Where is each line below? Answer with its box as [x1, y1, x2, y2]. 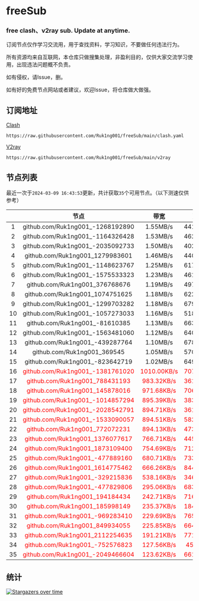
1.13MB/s [145, 319, 174, 327]
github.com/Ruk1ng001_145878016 [26, 387, 131, 395]
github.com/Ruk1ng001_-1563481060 [23, 329, 134, 337]
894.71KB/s [142, 406, 176, 414]
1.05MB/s [145, 348, 174, 357]
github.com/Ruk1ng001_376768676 [26, 281, 131, 289]
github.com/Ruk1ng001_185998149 [26, 503, 131, 511]
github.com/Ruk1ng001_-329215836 [24, 473, 133, 482]
